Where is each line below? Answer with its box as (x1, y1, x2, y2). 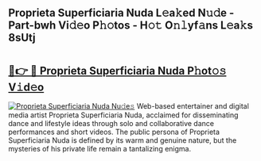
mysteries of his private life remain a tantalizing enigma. (8, 144, 192, 153)
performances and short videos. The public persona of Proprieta (8, 127, 220, 136)
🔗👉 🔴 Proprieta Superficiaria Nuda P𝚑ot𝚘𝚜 (8, 63, 227, 78)
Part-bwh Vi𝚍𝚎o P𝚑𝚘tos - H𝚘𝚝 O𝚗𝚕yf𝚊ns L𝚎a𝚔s (8, 19, 253, 33)
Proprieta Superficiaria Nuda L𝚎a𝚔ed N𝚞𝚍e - (8, 6, 235, 20)
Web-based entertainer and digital (136, 102, 249, 110)
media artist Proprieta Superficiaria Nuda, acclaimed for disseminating (8, 110, 239, 120)
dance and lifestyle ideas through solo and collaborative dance (8, 119, 215, 128)
